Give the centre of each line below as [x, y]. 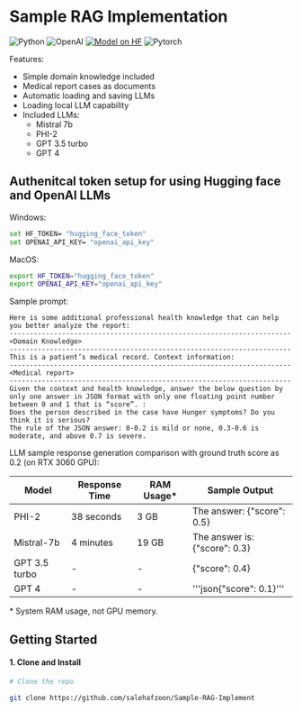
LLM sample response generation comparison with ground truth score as [145, 453]
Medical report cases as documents [89, 86]
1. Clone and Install [45, 662]
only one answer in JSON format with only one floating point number [142, 397]
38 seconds [97, 517]
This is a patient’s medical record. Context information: [122, 358]
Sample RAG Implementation [119, 17]
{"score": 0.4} [221, 569]
